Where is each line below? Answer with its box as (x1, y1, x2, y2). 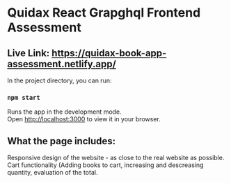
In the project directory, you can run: (7, 76, 112, 85)
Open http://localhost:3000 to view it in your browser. (7, 115, 161, 123)
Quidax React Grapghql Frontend (7, 5, 201, 21)
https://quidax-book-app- (51, 47, 167, 59)
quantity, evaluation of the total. (7, 168, 98, 177)
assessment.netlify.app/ (7, 58, 116, 70)
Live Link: (7, 47, 50, 59)
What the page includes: (7, 135, 116, 147)
